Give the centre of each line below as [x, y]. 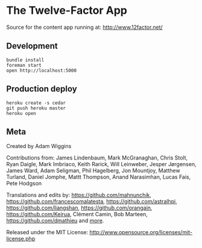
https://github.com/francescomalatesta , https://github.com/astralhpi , [92, 202]
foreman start [24, 65]
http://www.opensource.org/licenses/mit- [141, 232]
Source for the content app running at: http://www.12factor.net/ [84, 27]
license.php [21, 239]
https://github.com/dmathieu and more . [55, 221]
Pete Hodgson [24, 184]
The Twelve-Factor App [67, 11]
